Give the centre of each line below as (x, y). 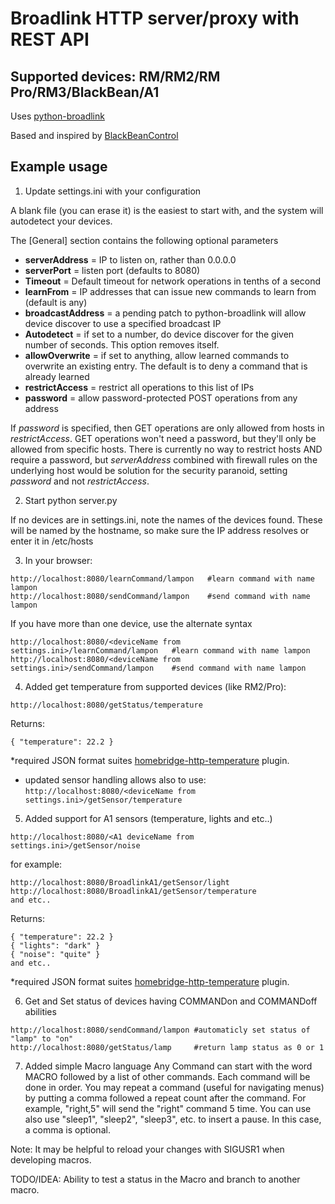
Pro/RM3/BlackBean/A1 (85, 92)
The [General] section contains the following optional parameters (144, 240)
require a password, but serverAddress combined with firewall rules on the (164, 459)
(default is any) (56, 302)
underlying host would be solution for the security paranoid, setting (149, 470)
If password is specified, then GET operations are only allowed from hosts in (167, 428)
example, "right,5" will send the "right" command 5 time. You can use (168, 1108)
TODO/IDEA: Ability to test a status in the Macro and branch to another (155, 1179)
